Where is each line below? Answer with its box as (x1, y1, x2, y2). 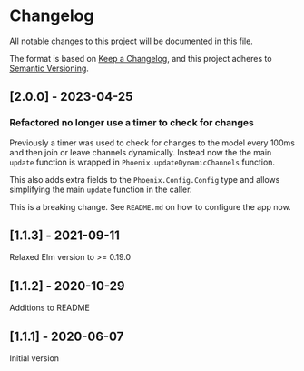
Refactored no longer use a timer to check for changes (9, 116, 254, 129)
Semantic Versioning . (9, 63, 89, 74)
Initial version (9, 353, 60, 364)
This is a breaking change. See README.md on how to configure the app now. (9, 201, 292, 212)
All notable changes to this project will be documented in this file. (9, 35, 254, 46)
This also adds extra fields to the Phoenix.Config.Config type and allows (9, 174, 280, 185)
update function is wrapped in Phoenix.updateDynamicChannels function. (9, 156, 275, 167)
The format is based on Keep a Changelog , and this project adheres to (9, 53, 272, 64)
